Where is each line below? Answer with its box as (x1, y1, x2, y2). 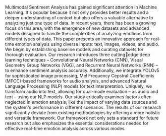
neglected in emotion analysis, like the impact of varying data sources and (5, 99, 157, 105)
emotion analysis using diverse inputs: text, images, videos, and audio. (15, 41, 160, 47)
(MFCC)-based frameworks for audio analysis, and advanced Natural (5, 78, 147, 84)
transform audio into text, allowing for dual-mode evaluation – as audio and (5, 89, 159, 94)
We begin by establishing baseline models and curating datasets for (5, 47, 144, 52)
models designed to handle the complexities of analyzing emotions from (5, 31, 153, 36)
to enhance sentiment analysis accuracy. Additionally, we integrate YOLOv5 (5, 68, 160, 73)
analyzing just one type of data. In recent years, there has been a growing (5, 20, 156, 26)
